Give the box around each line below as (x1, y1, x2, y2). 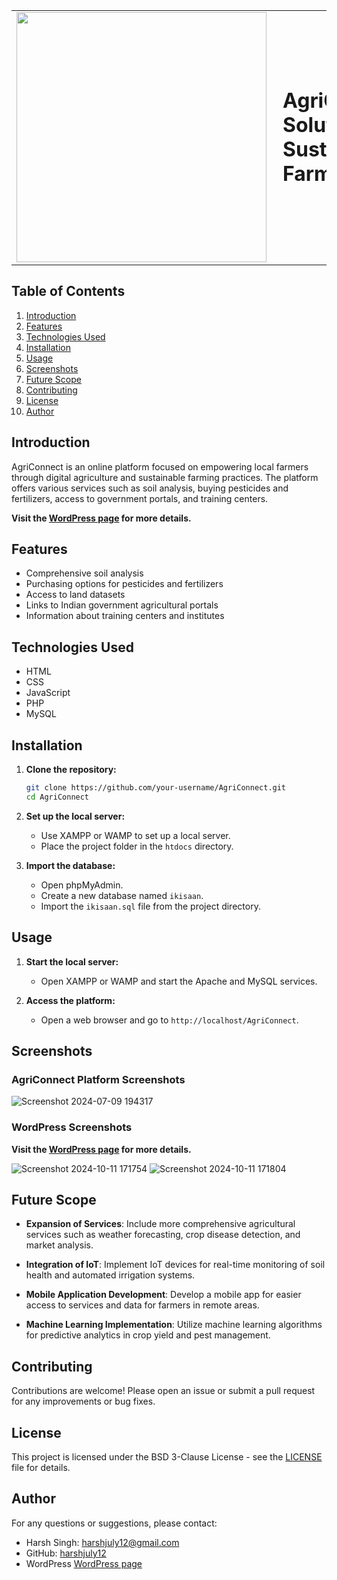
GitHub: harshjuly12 (25, 1547, 107, 1559)
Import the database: (25, 859, 116, 871)
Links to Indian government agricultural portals (25, 599, 219, 611)
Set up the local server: (25, 810, 126, 822)
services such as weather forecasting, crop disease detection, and (25, 1229, 301, 1241)
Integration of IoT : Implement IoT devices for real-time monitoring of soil (25, 1259, 326, 1271)
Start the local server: (25, 955, 119, 968)
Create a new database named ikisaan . (40, 889, 204, 901)
